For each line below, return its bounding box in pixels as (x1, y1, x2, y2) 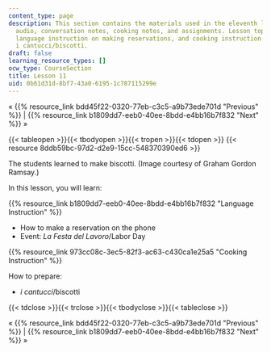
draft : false (8, 49, 52, 57)
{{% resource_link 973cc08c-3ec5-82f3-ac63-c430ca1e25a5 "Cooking (8, 247, 248, 257)
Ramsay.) (8, 167, 40, 177)
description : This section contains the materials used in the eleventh (8, 19, 258, 27)
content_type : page (8, 11, 74, 20)
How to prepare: (8, 271, 63, 281)
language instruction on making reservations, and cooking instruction (15, 34, 262, 43)
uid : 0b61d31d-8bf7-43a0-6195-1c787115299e (8, 79, 157, 87)
